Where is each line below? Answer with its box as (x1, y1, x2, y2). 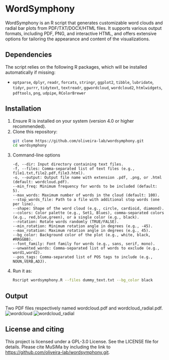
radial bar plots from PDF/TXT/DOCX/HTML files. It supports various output (5, 25, 162, 31)
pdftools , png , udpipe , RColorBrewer (12, 89, 86, 96)
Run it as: (12, 268, 32, 274)
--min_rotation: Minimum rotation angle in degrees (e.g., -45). (12, 224, 153, 229)
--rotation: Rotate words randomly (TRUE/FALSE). (12, 219, 120, 225)
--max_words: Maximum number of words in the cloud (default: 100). (12, 193, 160, 198)
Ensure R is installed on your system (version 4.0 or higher (12, 118, 134, 124)
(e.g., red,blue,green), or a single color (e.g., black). (12, 215, 140, 220)
